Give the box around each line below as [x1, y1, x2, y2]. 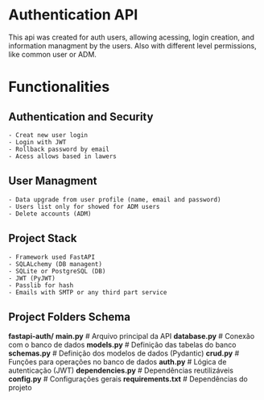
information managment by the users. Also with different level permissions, [8, 40, 258, 50]
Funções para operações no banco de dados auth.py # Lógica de [8, 357, 227, 367]
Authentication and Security [8, 110, 154, 123]
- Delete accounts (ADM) [8, 210, 92, 218]
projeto [8, 383, 32, 393]
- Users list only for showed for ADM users [8, 202, 160, 210]
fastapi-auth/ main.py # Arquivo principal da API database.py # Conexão [8, 331, 255, 341]
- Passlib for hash [8, 281, 74, 290]
